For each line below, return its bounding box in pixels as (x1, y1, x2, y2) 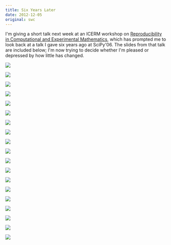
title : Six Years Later (5, 7, 56, 13)
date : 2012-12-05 (5, 12, 42, 17)
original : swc (5, 17, 36, 22)
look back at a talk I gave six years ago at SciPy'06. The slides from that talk (5, 42, 165, 48)
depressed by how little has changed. (5, 52, 84, 59)
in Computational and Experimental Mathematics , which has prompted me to (5, 36, 166, 42)
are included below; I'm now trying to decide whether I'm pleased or (5, 47, 149, 53)
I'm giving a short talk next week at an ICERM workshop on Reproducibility (5, 31, 162, 37)
